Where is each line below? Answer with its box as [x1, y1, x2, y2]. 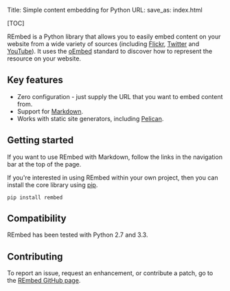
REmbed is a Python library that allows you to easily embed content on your [7, 32, 221, 41]
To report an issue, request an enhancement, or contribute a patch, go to [7, 269, 214, 277]
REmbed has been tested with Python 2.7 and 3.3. [7, 230, 148, 239]
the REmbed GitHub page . [7, 277, 81, 285]
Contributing [7, 250, 63, 262]
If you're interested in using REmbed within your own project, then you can [7, 173, 218, 182]
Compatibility [7, 213, 67, 224]
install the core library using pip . [7, 180, 98, 188]
